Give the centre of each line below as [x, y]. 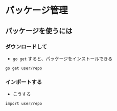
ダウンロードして [26, 46]
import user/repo [24, 104]
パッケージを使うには [39, 31]
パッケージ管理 [37, 10]
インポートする [24, 82]
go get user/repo [24, 68]
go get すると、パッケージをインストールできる [63, 59]
